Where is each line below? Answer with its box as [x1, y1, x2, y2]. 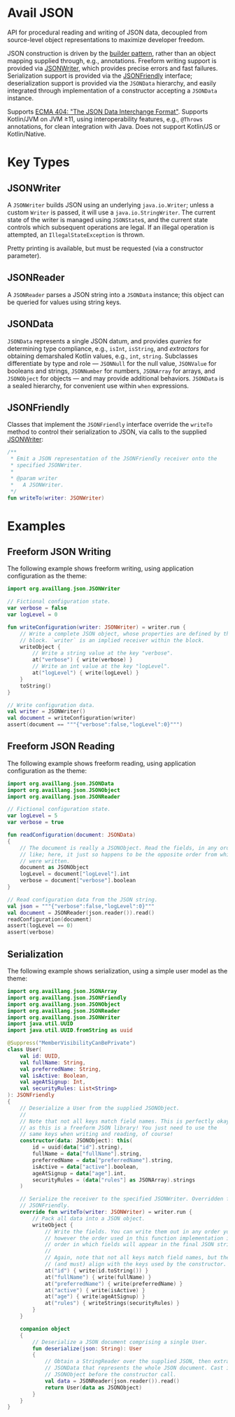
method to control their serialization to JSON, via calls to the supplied [7, 427, 207, 436]
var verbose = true [7, 819, 64, 826]
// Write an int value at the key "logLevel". [32, 663, 171, 670]
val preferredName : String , [20, 1065, 101, 1073]
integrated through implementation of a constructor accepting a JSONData [7, 86, 218, 95]
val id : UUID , [20, 1053, 61, 1060]
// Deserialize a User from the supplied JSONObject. [20, 1104, 180, 1111]
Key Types [7, 154, 70, 170]
